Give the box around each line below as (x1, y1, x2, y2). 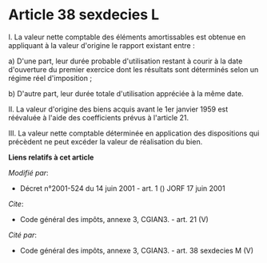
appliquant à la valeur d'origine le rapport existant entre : (8, 40, 196, 50)
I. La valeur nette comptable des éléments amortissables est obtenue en (8, 32, 246, 42)
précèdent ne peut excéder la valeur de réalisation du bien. (8, 136, 203, 146)
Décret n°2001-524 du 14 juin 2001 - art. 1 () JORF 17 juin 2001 (19, 183, 225, 193)
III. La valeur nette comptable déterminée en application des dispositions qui (8, 128, 260, 138)
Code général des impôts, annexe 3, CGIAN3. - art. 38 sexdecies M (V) (19, 245, 254, 255)
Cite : (8, 199, 24, 208)
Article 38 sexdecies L (8, 6, 160, 24)
